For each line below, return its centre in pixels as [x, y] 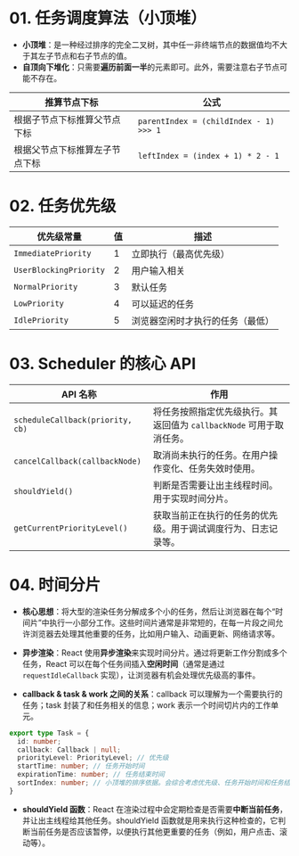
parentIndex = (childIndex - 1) [206, 121]
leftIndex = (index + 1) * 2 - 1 [208, 156]
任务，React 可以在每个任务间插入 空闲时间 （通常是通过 [123, 663]
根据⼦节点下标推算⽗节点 [68, 119]
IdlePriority [41, 320]
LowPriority [39, 303]
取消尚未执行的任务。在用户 [211, 455]
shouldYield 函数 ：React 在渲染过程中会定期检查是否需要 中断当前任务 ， [154, 809]
